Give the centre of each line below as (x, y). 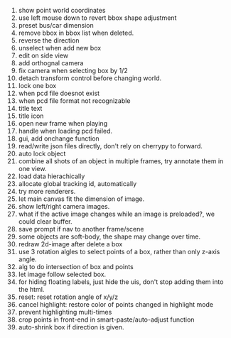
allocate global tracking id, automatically (77, 184)
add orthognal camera (51, 63)
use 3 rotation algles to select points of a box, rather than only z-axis (119, 252)
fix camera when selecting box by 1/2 (73, 71)
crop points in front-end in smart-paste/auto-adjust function (106, 320)
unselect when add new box (60, 48)
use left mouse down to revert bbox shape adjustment (97, 18)
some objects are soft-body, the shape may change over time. (109, 236)
